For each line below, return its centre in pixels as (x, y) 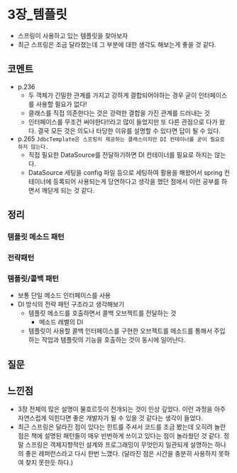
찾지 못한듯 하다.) (49, 462)
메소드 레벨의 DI (61, 322)
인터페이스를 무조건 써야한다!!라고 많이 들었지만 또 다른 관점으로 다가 (123, 122)
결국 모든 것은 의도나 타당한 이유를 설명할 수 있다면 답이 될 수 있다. (129, 131)
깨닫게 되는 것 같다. (68, 190)
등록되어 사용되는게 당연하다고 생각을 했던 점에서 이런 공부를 (136, 181)
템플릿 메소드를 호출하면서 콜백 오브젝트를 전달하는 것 (102, 313)
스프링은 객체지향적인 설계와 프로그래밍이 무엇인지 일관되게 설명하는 (119, 445)
